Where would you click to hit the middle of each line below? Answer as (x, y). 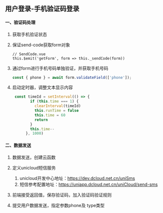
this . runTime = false (56, 111)
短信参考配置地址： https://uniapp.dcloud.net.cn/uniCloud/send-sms (89, 184)
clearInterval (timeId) (58, 106)
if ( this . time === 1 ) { (54, 102)
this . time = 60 (50, 115)
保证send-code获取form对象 (41, 45)
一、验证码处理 (20, 22)
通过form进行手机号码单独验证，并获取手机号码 (60, 68)
